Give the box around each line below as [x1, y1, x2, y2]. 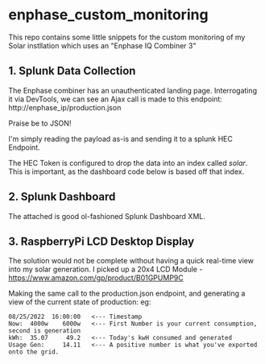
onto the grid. [8, 348, 60, 356]
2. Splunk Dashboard [8, 190, 116, 204]
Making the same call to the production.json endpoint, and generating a [8, 288, 246, 299]
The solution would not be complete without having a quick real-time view [8, 256, 254, 266]
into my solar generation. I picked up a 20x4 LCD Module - [8, 264, 203, 275]
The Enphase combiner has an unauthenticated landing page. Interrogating [8, 85, 258, 95]
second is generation [8, 327, 81, 335]
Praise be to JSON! [8, 118, 72, 128]
